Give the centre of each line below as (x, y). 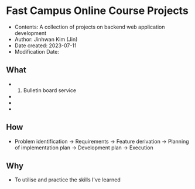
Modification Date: (37, 51)
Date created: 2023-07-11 (45, 45)
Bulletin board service (50, 90)
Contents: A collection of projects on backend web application (90, 27)
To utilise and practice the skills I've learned (68, 180)
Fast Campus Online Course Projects (97, 11)
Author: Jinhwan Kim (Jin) (46, 39)
